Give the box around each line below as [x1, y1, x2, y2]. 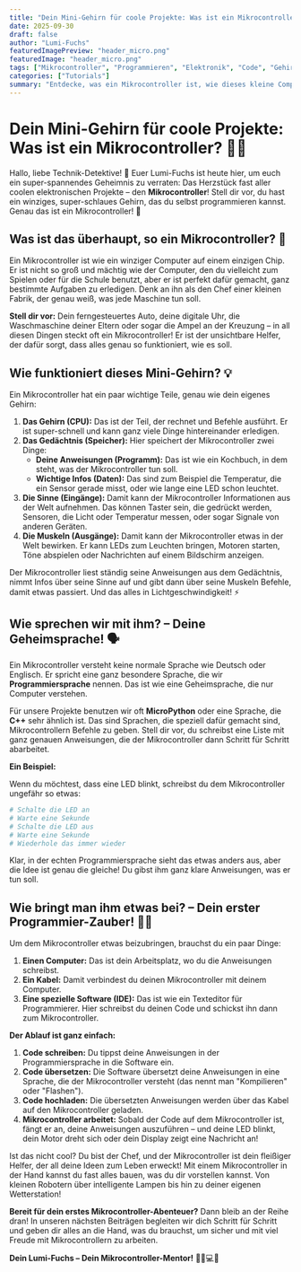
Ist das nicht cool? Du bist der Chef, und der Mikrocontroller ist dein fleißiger [9, 1151, 292, 1162]
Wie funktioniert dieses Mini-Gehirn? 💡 [9, 365, 233, 381]
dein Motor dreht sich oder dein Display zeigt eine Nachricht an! [21, 1133, 259, 1145]
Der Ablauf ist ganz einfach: [9, 1030, 116, 1041]
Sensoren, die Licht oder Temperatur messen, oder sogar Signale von [21, 512, 279, 522]
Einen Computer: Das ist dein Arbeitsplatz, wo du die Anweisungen [21, 955, 272, 966]
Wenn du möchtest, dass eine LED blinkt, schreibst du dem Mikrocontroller [9, 778, 285, 789]
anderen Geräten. [21, 522, 88, 532]
